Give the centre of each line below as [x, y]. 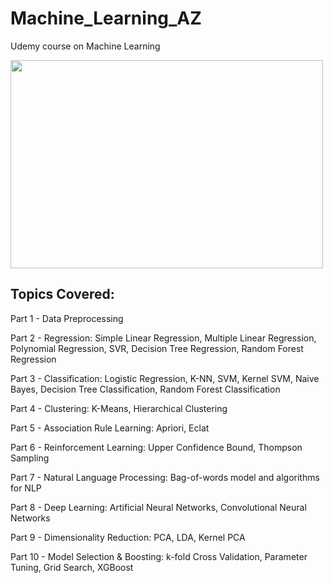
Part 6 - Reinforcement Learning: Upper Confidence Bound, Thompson [156, 447]
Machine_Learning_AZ [106, 18]
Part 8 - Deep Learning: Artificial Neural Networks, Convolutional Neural [158, 507]
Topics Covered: [62, 294]
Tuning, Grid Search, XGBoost [72, 567]
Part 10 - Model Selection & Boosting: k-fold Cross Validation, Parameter [159, 556]
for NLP [26, 488]
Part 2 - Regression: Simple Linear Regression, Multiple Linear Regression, [163, 338]
